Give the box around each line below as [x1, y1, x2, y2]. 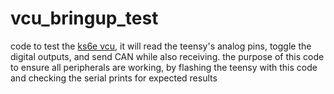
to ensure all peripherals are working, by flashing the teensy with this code [10, 61, 318, 73]
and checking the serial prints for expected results [10, 72, 218, 84]
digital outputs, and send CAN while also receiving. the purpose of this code [10, 50, 325, 62]
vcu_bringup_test [10, 7, 159, 30]
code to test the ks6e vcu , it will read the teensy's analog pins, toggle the [10, 40, 312, 52]
